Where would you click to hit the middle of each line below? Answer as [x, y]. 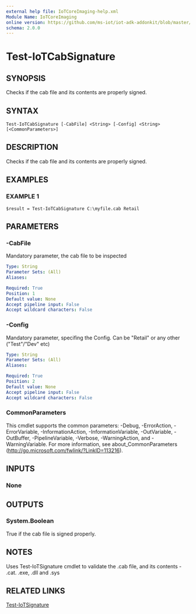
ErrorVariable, [23, 431]
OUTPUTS [25, 504]
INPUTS [20, 469]
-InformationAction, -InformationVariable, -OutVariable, [107, 431]
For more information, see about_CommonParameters [113, 444]
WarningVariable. [27, 444]
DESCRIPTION [32, 147]
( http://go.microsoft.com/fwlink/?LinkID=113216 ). [65, 450]
